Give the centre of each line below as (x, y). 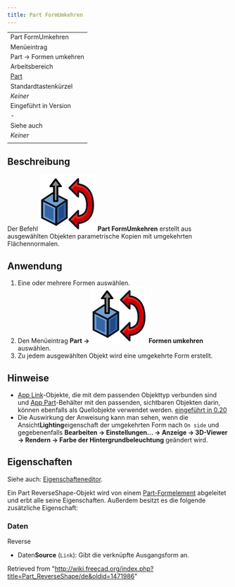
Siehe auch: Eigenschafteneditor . (55, 479)
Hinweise (28, 378)
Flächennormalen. (33, 244)
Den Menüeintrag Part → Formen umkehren (110, 341)
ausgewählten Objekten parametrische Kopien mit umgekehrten (100, 236)
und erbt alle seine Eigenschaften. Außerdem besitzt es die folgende (107, 500)
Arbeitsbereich (32, 66)
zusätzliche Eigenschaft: (43, 507)
